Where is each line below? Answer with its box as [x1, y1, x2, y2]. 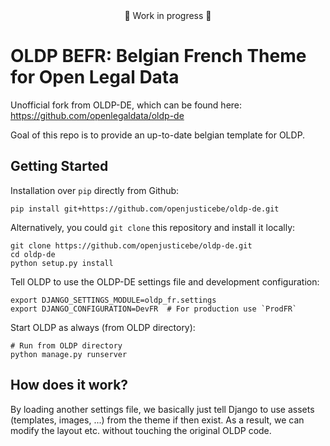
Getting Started [10, 158, 109, 175]
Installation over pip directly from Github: [10, 184, 180, 196]
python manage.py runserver [10, 349, 128, 359]
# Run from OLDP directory [10, 340, 123, 351]
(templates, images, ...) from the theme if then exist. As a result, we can [10, 414, 305, 426]
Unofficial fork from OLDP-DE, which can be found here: [10, 99, 243, 111]
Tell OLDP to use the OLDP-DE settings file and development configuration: [10, 275, 320, 288]
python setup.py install [10, 258, 114, 268]
